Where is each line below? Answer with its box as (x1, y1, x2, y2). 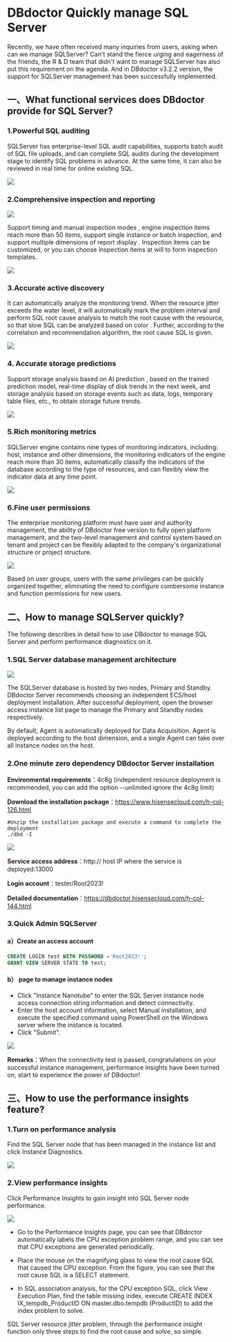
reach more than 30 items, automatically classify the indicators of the (7, 457, 205, 466)
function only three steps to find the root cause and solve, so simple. (7, 1327, 204, 1335)
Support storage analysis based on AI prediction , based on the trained (7, 374, 209, 383)
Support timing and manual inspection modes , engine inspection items (7, 223, 210, 231)
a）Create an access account (7, 937, 93, 945)
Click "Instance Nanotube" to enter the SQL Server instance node (17, 991, 204, 1000)
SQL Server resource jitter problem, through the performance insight (7, 1320, 203, 1328)
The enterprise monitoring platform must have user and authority (7, 519, 193, 527)
